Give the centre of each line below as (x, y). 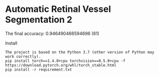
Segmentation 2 (39, 20)
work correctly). (23, 56)
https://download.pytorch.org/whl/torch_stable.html (61, 65)
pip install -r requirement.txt (39, 70)
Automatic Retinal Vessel (58, 9)
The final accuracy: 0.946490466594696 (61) (52, 33)
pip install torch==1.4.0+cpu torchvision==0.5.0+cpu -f (65, 61)
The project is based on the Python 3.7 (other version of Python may (80, 52)
